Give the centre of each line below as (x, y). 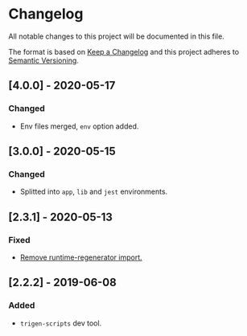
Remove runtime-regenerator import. (81, 257)
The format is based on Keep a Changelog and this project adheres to (124, 51)
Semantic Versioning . (43, 60)
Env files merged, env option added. (79, 126)
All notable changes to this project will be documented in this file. (117, 36)
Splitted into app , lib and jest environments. (94, 192)
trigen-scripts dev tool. (61, 323)
